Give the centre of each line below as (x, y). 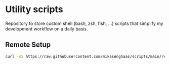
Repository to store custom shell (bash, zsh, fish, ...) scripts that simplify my (84, 23)
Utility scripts (34, 9)
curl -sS (14, 56)
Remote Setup (28, 45)
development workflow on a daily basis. (47, 28)
